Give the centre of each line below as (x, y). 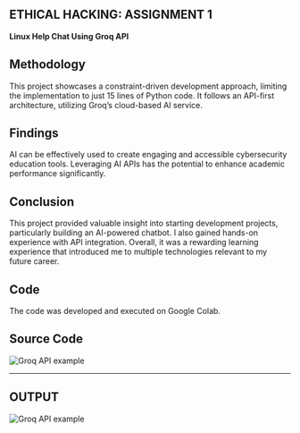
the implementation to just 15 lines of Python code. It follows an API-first (142, 95)
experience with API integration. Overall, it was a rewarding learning (134, 242)
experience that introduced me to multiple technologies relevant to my (138, 252)
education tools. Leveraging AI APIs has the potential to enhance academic (147, 164)
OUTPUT (34, 397)
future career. (34, 261)
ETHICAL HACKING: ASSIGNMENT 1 (111, 15)
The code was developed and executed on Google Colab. (115, 311)
